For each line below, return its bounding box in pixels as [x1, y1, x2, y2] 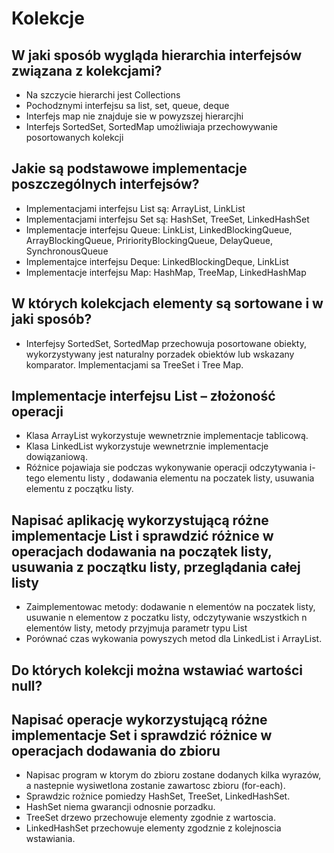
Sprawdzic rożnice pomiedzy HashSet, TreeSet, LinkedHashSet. [25, 790, 291, 802]
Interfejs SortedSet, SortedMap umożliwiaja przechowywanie [25, 121, 278, 132]
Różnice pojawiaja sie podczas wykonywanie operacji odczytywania [25, 462, 308, 474]
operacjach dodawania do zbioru [11, 743, 221, 760]
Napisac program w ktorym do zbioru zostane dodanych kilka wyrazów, [25, 769, 322, 781]
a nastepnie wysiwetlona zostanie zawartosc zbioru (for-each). [25, 780, 286, 792]
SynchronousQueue [25, 245, 109, 257]
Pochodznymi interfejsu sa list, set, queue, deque [25, 100, 230, 111]
